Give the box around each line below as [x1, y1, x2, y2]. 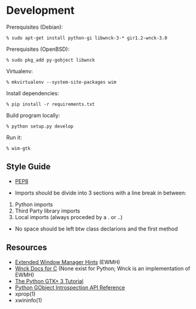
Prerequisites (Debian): [6, 23, 63, 31]
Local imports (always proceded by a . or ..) [14, 213, 123, 220]
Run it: [6, 134, 22, 141]
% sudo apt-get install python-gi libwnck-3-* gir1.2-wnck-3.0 [6, 35, 168, 41]
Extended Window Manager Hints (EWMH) [14, 258, 120, 265]
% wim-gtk [6, 145, 31, 152]
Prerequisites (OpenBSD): [6, 46, 70, 53]
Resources [6, 243, 47, 253]
